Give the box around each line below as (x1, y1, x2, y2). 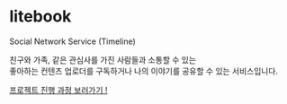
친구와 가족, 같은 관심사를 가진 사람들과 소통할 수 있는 (9, 54, 196, 65)
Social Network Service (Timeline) (9, 36, 137, 47)
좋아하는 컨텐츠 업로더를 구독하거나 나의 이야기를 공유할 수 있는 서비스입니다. (9, 65, 279, 76)
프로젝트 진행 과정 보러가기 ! (9, 84, 108, 95)
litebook (9, 6, 72, 27)
